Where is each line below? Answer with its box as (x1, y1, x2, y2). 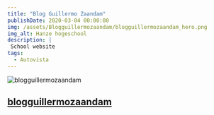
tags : (7, 50, 23, 57)
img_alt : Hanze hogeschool (7, 30, 87, 37)
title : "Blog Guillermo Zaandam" (7, 10, 106, 18)
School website (10, 43, 55, 50)
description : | (7, 37, 52, 44)
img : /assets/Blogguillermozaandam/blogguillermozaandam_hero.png (7, 23, 208, 30)
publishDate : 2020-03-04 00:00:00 (7, 17, 110, 24)
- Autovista (13, 56, 50, 63)
